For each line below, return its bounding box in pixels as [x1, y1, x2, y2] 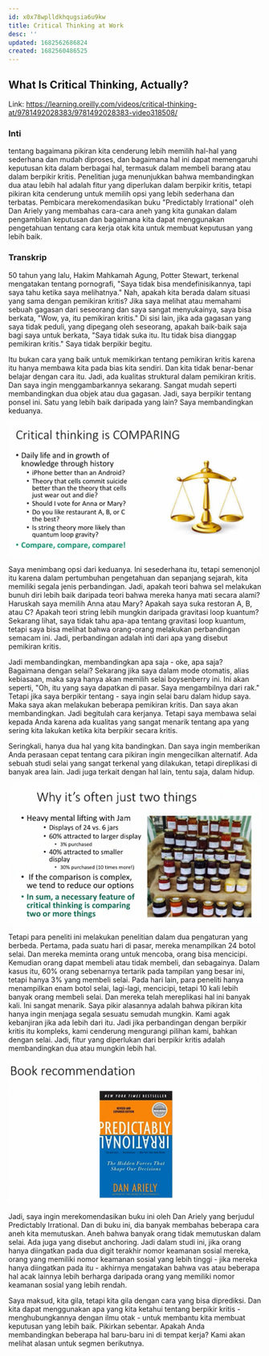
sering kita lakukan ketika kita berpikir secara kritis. [8, 726, 178, 736]
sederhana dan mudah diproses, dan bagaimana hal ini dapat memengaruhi [8, 155, 259, 164]
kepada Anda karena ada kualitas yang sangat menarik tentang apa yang [8, 717, 250, 727]
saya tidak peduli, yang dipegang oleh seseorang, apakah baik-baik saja [8, 321, 247, 331]
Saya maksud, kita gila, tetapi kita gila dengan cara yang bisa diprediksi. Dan [8, 1296, 262, 1305]
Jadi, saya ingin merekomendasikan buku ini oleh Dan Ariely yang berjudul [8, 1211, 255, 1221]
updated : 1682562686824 [8, 39, 88, 47]
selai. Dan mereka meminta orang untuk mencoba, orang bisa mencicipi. [8, 949, 248, 959]
